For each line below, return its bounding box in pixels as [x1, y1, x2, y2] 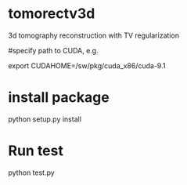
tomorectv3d [8, 5, 95, 23]
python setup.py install [8, 114, 82, 124]
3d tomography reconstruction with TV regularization [8, 31, 180, 40]
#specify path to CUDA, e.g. [8, 45, 99, 55]
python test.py [8, 168, 55, 177]
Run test [8, 142, 64, 160]
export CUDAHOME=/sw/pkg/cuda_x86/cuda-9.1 [8, 60, 166, 71]
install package [8, 89, 110, 107]
